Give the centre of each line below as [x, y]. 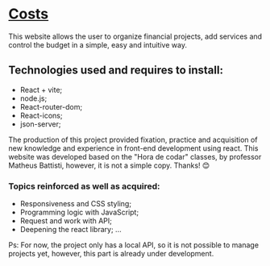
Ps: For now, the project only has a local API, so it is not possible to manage [134, 245]
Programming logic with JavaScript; [79, 212]
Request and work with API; [66, 221]
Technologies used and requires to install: [116, 71]
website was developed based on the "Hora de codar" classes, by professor [135, 156]
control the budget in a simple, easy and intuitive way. [98, 44]
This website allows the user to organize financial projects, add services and [135, 36]
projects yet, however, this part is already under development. [111, 254]
